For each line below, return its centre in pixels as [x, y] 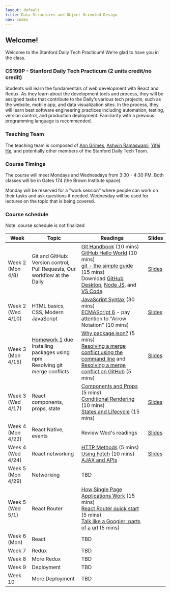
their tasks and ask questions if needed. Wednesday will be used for [77, 196]
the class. [16, 58]
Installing [42, 346]
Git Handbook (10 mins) [110, 247]
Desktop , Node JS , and [109, 285]
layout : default [22, 10]
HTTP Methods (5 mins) [110, 448]
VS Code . [93, 291]
